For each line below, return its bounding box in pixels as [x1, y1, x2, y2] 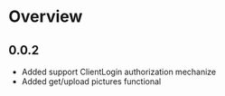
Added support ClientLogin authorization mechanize [21, 66, 217, 77]
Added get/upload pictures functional [21, 76, 162, 87]
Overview [8, 6, 83, 27]
